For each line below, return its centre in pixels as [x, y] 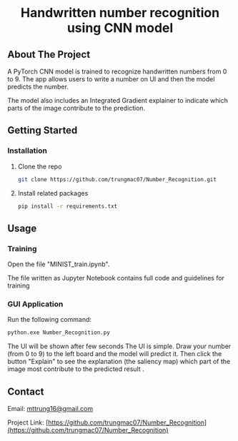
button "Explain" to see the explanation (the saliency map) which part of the [119, 362]
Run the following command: [49, 320]
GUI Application [35, 304]
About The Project [49, 54]
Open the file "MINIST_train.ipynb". [59, 264]
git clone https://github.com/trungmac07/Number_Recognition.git [117, 179]
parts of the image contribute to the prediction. [76, 108]
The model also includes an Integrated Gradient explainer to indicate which [118, 100]
